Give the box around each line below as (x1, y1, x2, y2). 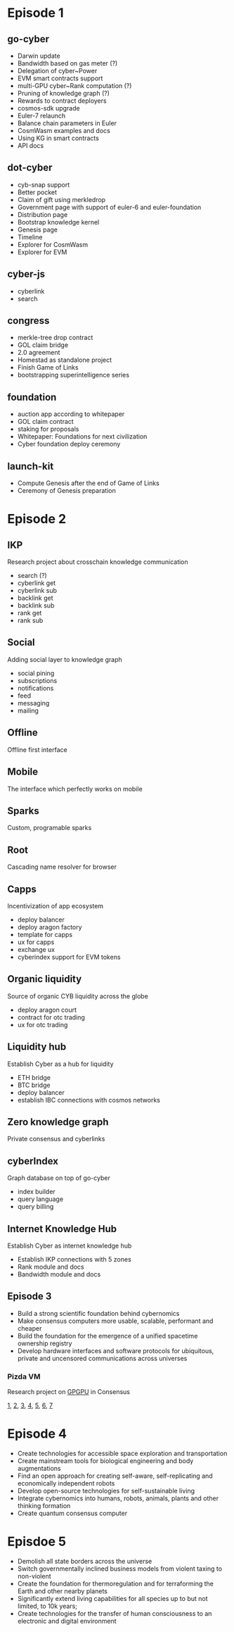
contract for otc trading (17, 1012, 86, 1022)
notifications (17, 684, 54, 692)
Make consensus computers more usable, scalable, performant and (17, 1317, 214, 1325)
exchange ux (17, 945, 55, 953)
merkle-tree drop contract (17, 333, 93, 342)
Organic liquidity (7, 973, 82, 985)
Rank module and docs (17, 1262, 84, 1271)
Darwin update (17, 51, 61, 60)
